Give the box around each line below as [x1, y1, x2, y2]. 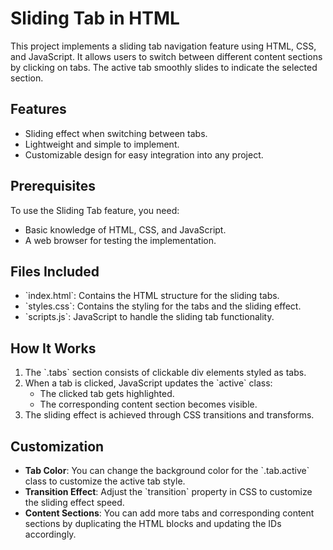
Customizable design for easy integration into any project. [24, 148, 264, 161]
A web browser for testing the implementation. [24, 234, 217, 246]
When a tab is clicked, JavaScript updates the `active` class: [24, 377, 273, 389]
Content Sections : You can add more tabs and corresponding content [24, 507, 315, 519]
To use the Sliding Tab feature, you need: [10, 204, 180, 216]
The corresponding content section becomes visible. [39, 398, 258, 411]
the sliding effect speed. [24, 497, 125, 508]
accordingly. [24, 528, 77, 540]
